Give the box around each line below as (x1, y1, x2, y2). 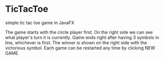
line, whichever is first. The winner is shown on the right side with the (5, 39, 148, 45)
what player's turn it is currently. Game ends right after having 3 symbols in (5, 34, 159, 40)
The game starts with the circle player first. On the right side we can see (5, 29, 153, 35)
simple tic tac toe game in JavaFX (5, 20, 75, 26)
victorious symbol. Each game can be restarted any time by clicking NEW (5, 45, 156, 51)
